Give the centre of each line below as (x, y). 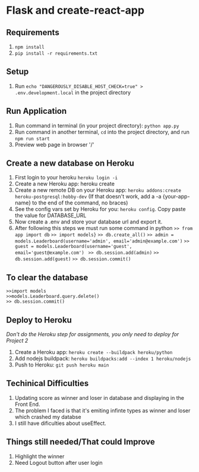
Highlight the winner (40, 456)
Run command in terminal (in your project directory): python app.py (97, 125)
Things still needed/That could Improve (81, 442)
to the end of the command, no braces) (80, 203)
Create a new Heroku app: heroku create (64, 184)
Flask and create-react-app (75, 10)
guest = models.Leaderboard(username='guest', (73, 247)
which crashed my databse (48, 417)
